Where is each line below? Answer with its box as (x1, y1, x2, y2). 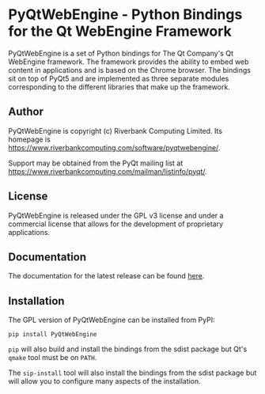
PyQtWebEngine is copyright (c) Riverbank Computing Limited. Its (8, 126, 223, 135)
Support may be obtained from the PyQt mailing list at (8, 158, 184, 168)
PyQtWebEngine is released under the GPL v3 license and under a (8, 210, 224, 220)
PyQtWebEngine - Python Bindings (8, 6, 243, 24)
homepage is (8, 134, 51, 144)
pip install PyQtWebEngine (8, 331, 97, 339)
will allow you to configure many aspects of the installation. (8, 377, 202, 386)
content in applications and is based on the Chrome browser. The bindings (8, 65, 252, 74)
